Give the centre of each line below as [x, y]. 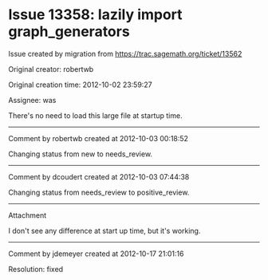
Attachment [28, 215]
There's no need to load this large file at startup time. [95, 115]
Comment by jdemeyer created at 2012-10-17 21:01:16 [96, 254]
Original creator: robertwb [51, 69]
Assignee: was [32, 100]
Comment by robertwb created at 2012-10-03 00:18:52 [99, 138]
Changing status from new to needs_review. [81, 154]
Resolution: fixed [36, 269]
